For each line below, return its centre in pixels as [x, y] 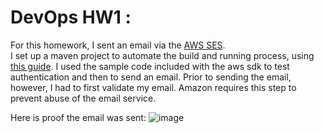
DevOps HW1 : [71, 17]
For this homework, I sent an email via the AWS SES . [118, 45]
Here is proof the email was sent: [78, 117]
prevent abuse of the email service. [83, 98]
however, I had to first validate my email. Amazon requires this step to [153, 87]
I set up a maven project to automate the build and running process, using [162, 55]
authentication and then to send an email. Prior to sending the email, [151, 77]
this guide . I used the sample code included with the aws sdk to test [150, 66]
